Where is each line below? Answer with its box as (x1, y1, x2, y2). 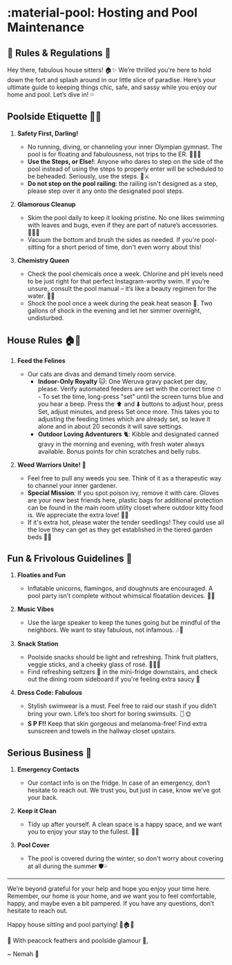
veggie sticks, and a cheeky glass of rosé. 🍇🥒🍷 (27, 660, 161, 668)
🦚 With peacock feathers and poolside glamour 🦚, (7, 937, 148, 945)
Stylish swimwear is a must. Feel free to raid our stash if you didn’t (27, 702, 217, 710)
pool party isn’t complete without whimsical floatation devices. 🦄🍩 (27, 592, 215, 600)
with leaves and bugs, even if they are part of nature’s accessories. (27, 221, 219, 229)
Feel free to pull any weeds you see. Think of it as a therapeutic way (27, 474, 222, 482)
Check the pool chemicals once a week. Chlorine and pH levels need (27, 270, 224, 278)
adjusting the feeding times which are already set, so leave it (37, 415, 211, 423)
